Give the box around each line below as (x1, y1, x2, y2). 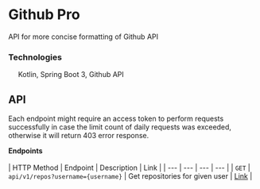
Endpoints (8, 146, 43, 156)
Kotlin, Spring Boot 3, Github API (17, 70, 125, 79)
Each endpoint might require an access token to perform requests (8, 114, 224, 124)
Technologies (8, 52, 62, 63)
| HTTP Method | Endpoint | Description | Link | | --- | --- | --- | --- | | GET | (8, 163, 250, 172)
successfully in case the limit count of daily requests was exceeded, (8, 122, 232, 132)
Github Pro (8, 6, 81, 24)
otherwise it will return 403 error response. (8, 131, 149, 141)
